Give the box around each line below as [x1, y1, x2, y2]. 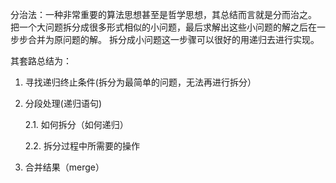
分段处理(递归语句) [24, 98, 103, 109]
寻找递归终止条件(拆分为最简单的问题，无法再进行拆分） [24, 76, 257, 88]
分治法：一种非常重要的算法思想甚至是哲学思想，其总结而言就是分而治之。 [10, 9, 317, 20]
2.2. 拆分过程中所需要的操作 [24, 140, 140, 152]
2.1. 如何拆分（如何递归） [24, 119, 129, 130]
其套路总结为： [10, 55, 72, 67]
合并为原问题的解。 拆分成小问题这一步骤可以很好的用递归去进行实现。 [27, 34, 320, 45]
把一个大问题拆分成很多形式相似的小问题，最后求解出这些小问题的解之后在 [10, 21, 317, 33]
